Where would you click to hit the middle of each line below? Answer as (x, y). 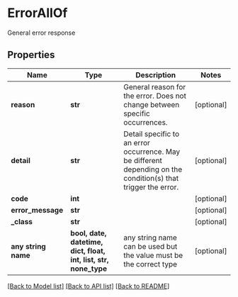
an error (137, 142)
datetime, (87, 242)
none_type (89, 269)
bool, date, (89, 233)
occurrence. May (152, 152)
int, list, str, (90, 259)
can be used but (151, 246)
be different (143, 160)
